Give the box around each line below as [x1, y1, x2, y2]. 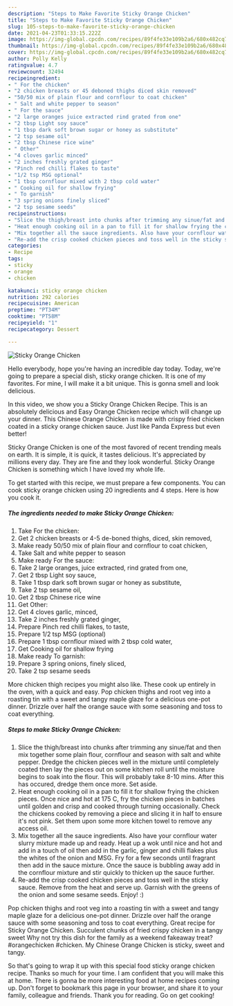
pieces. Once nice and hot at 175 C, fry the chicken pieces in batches [17, 794, 216, 803]
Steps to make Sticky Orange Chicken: [8, 726, 122, 734]
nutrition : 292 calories [8, 293, 80, 300]
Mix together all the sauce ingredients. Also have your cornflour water [17, 831, 217, 839]
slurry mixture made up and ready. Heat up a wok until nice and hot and [17, 839, 223, 847]
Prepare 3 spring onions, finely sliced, [17, 659, 127, 667]
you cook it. [8, 493, 41, 502]
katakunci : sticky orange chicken [8, 287, 108, 294]
